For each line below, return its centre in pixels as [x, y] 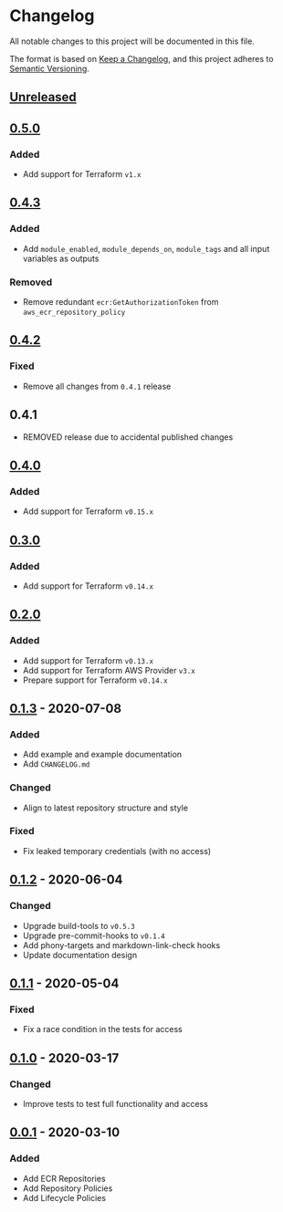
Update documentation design [80, 955]
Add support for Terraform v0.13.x [88, 660]
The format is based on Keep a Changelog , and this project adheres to [141, 58]
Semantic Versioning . [49, 68]
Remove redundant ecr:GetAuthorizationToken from [121, 302]
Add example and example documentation [102, 755]
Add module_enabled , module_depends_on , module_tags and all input [146, 248]
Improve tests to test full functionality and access [115, 1103]
